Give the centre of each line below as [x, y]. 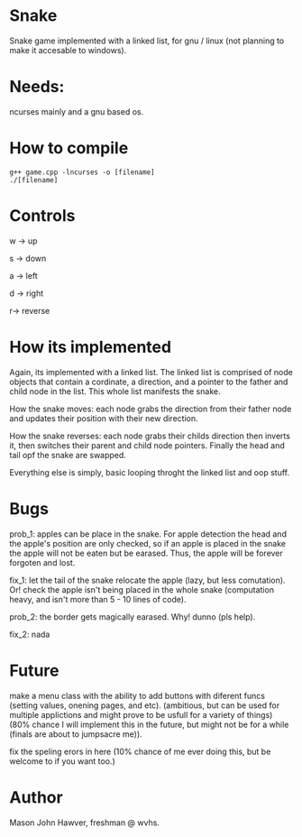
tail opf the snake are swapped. [68, 455]
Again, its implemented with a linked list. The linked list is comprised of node [151, 372]
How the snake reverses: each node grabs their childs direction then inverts [150, 436]
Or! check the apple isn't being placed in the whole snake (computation [142, 589]
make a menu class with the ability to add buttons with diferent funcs [137, 695]
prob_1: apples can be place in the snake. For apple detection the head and [148, 534]
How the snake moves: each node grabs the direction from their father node [151, 409]
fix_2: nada [30, 634]
